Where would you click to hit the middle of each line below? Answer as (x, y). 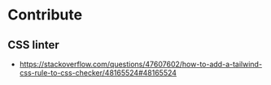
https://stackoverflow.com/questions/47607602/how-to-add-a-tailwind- (140, 64)
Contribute (45, 15)
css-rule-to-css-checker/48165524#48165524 (98, 73)
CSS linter (34, 45)
